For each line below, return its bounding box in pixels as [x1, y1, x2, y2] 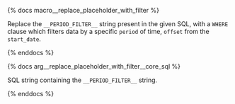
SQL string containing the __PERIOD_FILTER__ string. [7, 76, 158, 84]
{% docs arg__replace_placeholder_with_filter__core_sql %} [7, 62, 181, 70]
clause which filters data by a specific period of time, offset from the [7, 28, 210, 35]
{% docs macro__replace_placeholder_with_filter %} [7, 6, 160, 14]
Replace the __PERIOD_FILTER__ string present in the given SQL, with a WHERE [7, 20, 229, 28]
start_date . [7, 35, 41, 43]
